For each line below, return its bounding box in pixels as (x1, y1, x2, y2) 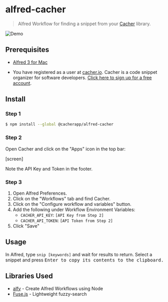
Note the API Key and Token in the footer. (5, 165, 93, 172)
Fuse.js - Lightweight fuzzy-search (12, 291, 87, 297)
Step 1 (5, 110, 21, 118)
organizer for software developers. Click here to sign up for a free (12, 74, 152, 81)
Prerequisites (5, 45, 49, 54)
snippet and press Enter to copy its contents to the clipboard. (5, 257, 164, 263)
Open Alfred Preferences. (12, 190, 67, 196)
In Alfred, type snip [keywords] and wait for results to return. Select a (5, 251, 153, 257)
